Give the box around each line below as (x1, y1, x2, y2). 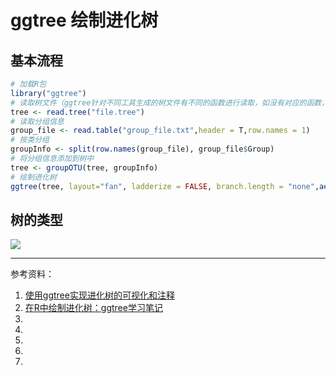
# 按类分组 (10, 135, 50, 145)
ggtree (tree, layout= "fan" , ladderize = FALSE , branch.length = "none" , (10, 181, 320, 191)
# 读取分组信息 (10, 116, 65, 126)
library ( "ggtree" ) (10, 88, 87, 98)
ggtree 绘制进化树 (10, 9, 159, 32)
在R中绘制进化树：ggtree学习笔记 (24, 302, 163, 314)
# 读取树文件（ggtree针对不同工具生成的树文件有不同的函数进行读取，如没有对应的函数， (10, 97, 330, 108)
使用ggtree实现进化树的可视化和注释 (24, 289, 175, 301)
